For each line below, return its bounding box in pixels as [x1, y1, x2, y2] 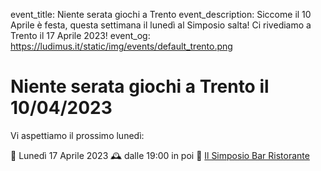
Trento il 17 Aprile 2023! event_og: [10, 30, 151, 41]
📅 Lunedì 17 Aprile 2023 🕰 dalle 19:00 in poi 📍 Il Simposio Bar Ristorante [10, 149, 310, 161]
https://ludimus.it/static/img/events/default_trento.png [10, 40, 233, 52]
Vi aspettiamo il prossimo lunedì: [10, 129, 145, 141]
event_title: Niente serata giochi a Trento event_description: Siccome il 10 [10, 9, 312, 20]
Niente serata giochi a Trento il [10, 75, 270, 98]
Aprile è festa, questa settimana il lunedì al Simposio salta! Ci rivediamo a [10, 19, 312, 31]
